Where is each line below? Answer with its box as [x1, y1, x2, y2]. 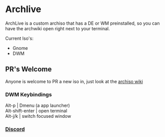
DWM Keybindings [5, 91, 52, 98]
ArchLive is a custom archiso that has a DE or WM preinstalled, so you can [5, 20, 160, 26]
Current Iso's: [5, 35, 34, 41]
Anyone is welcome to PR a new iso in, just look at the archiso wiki [5, 78, 143, 84]
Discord [5, 125, 25, 132]
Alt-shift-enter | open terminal [5, 108, 67, 114]
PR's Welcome [5, 65, 52, 74]
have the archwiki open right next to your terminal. [5, 25, 110, 31]
